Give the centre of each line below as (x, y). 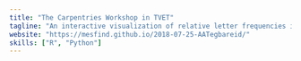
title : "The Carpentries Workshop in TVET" (92, 17)
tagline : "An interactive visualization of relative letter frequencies (148, 26)
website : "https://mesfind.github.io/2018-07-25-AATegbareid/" (130, 34)
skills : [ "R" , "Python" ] (56, 43)
